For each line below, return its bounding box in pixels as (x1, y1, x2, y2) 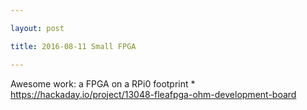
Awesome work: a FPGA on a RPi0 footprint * (10, 77, 196, 90)
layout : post (10, 23, 65, 33)
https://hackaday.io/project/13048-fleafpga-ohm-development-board (10, 88, 297, 100)
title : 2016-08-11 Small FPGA (10, 41, 137, 51)
